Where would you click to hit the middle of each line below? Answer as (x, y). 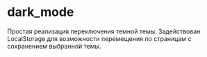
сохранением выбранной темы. (54, 46)
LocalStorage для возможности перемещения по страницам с (99, 38)
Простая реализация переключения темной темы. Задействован (104, 31)
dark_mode (41, 12)
